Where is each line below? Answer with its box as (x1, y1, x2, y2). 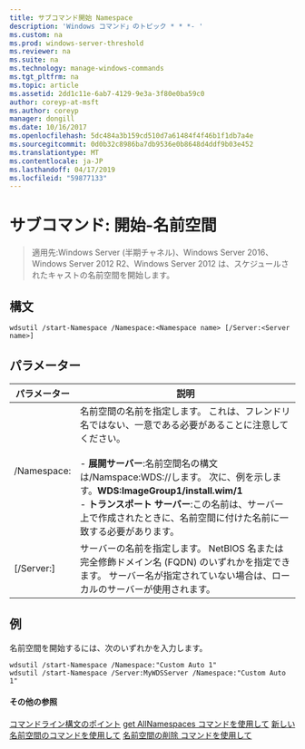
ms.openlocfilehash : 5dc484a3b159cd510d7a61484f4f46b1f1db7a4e (9, 131, 254, 141)
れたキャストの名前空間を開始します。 (31, 269, 175, 281)
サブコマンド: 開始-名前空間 (9, 215, 218, 236)
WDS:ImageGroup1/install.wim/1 (96, 484, 243, 497)
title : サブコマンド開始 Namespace (9, 13, 133, 23)
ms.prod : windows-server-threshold (9, 38, 144, 48)
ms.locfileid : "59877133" (9, 173, 107, 182)
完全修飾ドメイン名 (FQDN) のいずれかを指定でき (80, 555, 290, 568)
